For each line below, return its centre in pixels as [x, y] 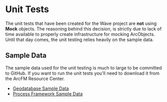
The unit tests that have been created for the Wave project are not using [81, 23]
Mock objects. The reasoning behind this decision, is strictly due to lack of [83, 28]
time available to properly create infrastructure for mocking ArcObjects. [80, 34]
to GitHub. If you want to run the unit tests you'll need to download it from [82, 73]
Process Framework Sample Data [48, 94]
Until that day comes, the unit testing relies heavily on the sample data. [79, 40]
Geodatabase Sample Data [41, 88]
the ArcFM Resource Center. [35, 78]
